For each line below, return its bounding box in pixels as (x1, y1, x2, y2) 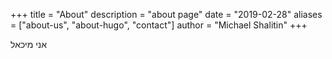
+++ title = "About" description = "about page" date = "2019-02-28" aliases (10, 9, 323, 20)
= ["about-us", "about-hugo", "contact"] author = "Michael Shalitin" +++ (10, 19, 308, 31)
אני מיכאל (10, 39, 48, 50)
